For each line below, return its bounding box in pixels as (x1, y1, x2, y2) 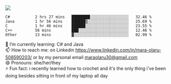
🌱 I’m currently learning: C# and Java (5, 41, 84, 47)
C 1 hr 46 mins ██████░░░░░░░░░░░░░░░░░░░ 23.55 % (5, 23, 152, 29)
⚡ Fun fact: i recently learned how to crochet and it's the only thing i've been (5, 66, 166, 71)
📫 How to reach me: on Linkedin (5, 47, 75, 53)
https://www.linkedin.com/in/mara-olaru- (75, 47, 162, 53)
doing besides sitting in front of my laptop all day (5, 73, 108, 78)
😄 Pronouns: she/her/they (5, 60, 61, 66)
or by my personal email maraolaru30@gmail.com (33, 54, 138, 60)
